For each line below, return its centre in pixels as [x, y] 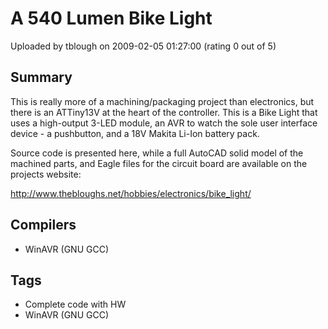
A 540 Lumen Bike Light [111, 18]
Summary [41, 77]
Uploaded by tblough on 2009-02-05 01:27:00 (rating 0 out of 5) [143, 46]
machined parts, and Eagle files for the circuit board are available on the [159, 163]
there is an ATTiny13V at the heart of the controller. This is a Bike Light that [164, 112]
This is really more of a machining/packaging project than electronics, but [162, 101]
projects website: [46, 174]
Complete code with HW [75, 304]
